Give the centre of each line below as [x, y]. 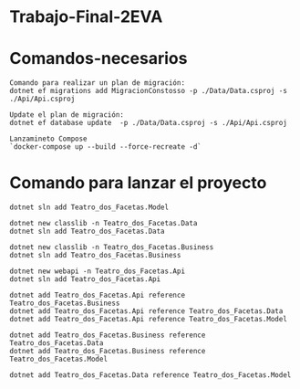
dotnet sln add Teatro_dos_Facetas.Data [88, 231]
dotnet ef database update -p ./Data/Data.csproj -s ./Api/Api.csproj [148, 123]
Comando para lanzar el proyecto [138, 183]
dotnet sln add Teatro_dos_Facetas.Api [85, 279]
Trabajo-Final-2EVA [86, 17]
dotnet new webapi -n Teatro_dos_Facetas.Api [97, 271]
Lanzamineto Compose [49, 139]
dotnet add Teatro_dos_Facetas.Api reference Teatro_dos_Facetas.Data [146, 311]
